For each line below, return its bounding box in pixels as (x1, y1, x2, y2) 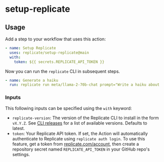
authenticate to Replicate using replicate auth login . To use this (12, 135, 145, 141)
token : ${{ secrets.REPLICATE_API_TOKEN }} (14, 59, 105, 65)
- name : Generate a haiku (5, 78, 58, 83)
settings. (12, 151, 31, 157)
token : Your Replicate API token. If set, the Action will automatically (12, 130, 148, 136)
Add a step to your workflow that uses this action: (5, 36, 106, 42)
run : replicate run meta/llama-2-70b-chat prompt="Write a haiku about (9, 82, 160, 87)
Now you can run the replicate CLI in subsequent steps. (5, 68, 120, 74)
